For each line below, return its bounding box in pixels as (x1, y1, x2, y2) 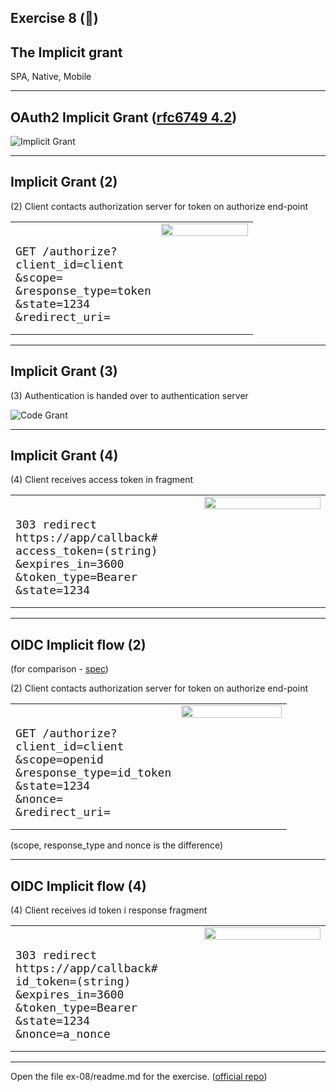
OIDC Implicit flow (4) (10, 877, 147, 895)
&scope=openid (15, 752, 104, 767)
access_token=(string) (15, 544, 158, 558)
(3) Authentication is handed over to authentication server (10, 389, 249, 401)
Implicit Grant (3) (10, 363, 118, 380)
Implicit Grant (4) (10, 447, 119, 465)
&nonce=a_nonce (15, 1027, 111, 1041)
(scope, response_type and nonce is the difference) (10, 839, 224, 851)
